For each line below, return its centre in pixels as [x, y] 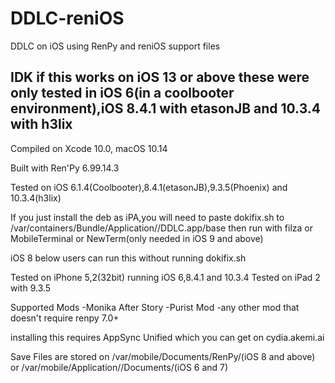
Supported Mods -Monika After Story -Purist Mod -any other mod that [155, 307]
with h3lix [41, 124]
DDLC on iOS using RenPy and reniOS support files [115, 46]
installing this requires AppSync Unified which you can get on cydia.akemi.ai [167, 337]
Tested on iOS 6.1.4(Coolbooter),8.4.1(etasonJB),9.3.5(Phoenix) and [149, 187]
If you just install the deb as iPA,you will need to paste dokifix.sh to [147, 217]
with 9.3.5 [31, 288]
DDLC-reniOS [67, 18]
